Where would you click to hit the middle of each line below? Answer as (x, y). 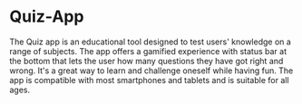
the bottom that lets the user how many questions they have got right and (146, 61)
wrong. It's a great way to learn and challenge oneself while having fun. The (151, 71)
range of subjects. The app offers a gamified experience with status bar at (148, 51)
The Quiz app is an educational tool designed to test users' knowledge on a (151, 42)
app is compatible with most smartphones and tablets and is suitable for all (149, 80)
